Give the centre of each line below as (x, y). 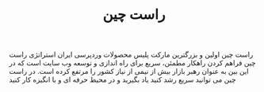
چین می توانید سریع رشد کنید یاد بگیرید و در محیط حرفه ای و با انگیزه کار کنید (122, 79)
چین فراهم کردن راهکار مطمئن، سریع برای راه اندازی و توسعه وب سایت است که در (132, 63)
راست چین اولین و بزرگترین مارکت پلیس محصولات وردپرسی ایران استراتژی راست (131, 55)
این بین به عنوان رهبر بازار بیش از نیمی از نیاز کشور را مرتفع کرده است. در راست (129, 72)
